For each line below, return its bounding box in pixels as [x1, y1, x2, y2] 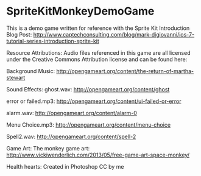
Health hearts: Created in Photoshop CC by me [6, 163, 124, 170]
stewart [6, 74, 26, 81]
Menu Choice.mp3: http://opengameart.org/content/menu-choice [6, 121, 171, 128]
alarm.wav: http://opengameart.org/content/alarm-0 [6, 109, 137, 116]
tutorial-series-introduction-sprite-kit [6, 37, 99, 44]
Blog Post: [6, 30, 32, 38]
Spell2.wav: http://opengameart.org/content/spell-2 [6, 133, 136, 140]
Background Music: [6, 67, 55, 74]
